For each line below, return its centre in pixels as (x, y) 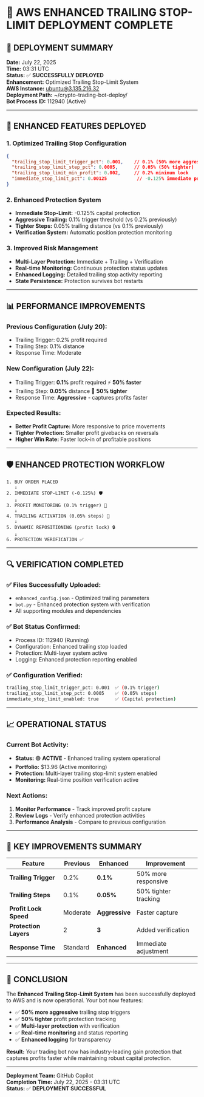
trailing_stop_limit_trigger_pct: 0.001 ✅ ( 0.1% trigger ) (83, 688)
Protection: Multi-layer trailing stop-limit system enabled (86, 773)
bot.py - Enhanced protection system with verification (83, 604)
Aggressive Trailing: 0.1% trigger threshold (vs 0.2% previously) (96, 220)
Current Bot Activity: (37, 745)
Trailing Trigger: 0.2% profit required (61, 340)
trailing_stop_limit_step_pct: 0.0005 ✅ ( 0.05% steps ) (82, 693)
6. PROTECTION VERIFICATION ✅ (45, 539)
